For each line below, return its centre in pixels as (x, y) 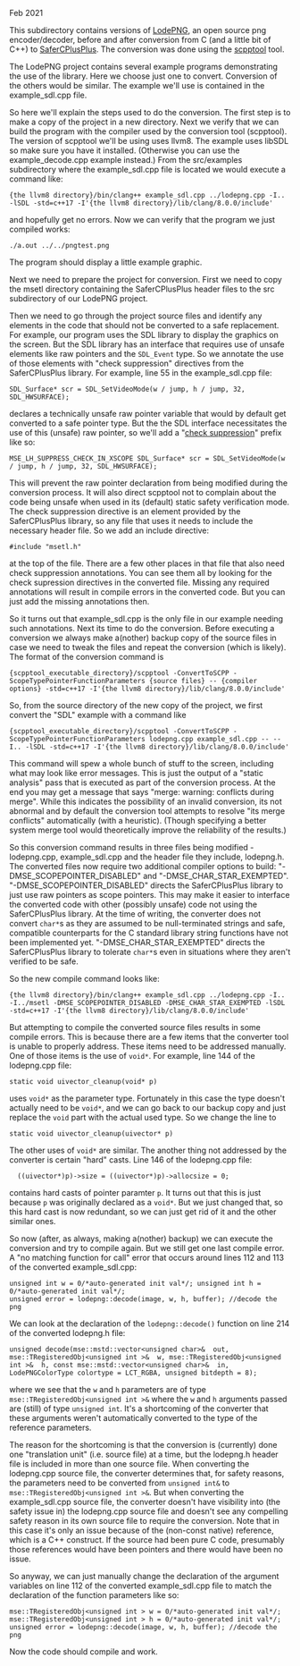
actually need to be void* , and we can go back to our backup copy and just (148, 1108)
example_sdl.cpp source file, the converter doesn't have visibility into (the (145, 1502)
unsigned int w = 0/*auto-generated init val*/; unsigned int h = (135, 1283)
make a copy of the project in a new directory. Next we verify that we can (144, 122)
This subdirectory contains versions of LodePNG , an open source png (138, 30)
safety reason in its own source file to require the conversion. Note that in (144, 1521)
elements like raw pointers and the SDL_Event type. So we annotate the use (146, 354)
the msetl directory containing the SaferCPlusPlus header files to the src (142, 289)
